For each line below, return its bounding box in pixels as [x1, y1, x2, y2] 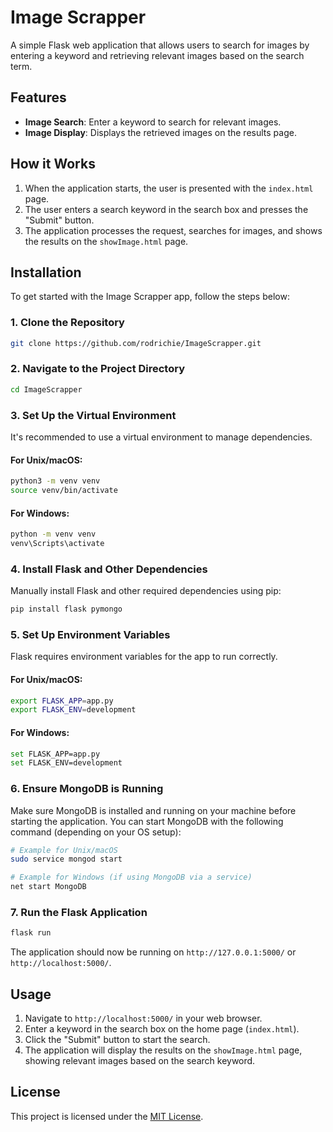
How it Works [10, 156, 96, 173]
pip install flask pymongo [10, 604, 123, 615]
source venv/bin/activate [10, 486, 118, 496]
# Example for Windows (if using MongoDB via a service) [10, 872, 253, 883]
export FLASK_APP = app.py [10, 696, 114, 706]
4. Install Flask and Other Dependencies [10, 562, 208, 576]
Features [10, 89, 67, 106]
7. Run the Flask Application [10, 906, 148, 920]
